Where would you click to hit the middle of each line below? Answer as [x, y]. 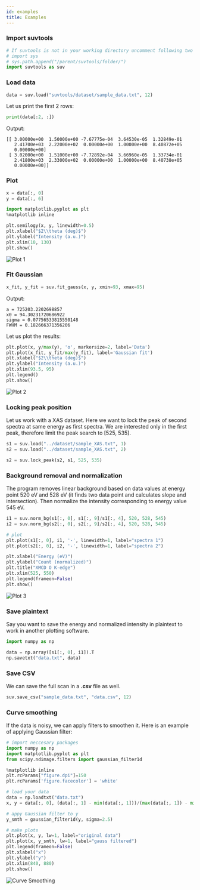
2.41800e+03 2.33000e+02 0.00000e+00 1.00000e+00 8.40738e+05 [98, 161]
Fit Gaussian [25, 275]
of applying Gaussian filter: [39, 732]
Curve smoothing [32, 712]
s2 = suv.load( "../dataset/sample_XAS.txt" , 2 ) [66, 449]
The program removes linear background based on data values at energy [96, 489]
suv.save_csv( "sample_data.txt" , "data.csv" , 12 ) [69, 697]
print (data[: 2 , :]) [30, 117]
